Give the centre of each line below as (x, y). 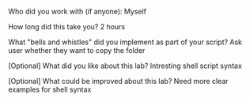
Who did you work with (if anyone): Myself (78, 11)
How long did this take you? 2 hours (66, 26)
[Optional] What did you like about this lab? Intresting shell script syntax (125, 66)
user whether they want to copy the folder (77, 50)
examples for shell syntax (50, 89)
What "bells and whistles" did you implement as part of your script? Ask (125, 42)
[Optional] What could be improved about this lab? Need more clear (118, 81)
